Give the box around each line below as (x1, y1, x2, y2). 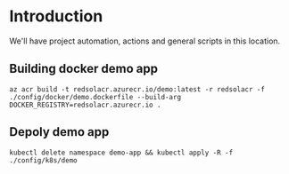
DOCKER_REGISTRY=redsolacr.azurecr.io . (9, 100, 162, 109)
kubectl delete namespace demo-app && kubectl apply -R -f (9, 148, 234, 157)
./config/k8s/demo (9, 155, 78, 165)
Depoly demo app (9, 124, 110, 139)
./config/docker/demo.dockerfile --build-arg (9, 92, 181, 101)
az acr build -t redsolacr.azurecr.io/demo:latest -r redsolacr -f (9, 84, 266, 94)
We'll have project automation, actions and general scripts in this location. (9, 36, 281, 46)
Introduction (9, 6, 103, 27)
